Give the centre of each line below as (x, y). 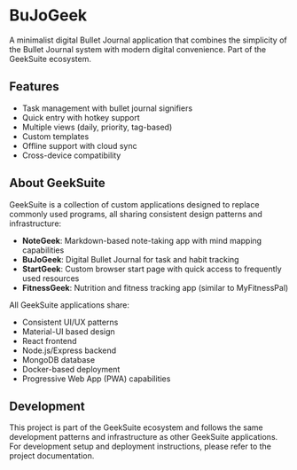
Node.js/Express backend (69, 350)
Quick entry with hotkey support (81, 117)
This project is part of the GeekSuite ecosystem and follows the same (136, 427)
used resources (51, 278)
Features (34, 86)
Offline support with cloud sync (79, 145)
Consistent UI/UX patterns (70, 322)
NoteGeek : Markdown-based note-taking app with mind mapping (142, 240)
